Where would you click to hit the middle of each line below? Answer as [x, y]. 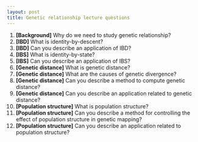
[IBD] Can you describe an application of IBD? [73, 48]
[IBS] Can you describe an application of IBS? [73, 61]
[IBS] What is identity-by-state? [55, 54]
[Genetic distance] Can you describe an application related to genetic [104, 93]
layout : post [23, 12]
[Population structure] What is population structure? [82, 106]
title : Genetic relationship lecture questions [69, 18]
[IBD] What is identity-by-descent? [59, 41]
